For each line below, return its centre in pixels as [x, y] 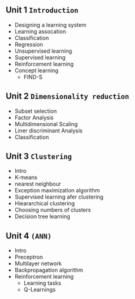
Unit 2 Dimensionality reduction [67, 97]
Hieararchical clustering [45, 203]
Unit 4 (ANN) [29, 236]
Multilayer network [38, 263]
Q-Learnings [40, 290]
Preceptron [29, 257]
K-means [26, 178]
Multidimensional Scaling [46, 124]
